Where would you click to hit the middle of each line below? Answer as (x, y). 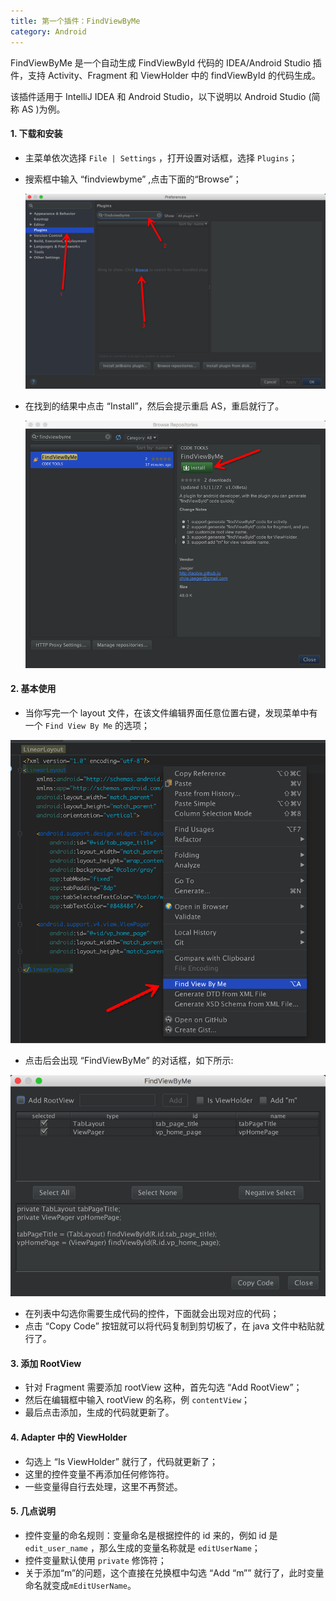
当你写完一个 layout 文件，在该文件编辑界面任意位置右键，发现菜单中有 (171, 712)
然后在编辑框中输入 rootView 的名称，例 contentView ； (137, 1400)
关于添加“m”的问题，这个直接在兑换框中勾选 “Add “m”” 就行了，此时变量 (174, 1572)
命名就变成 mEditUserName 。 (80, 1585)
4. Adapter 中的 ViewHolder (69, 1437)
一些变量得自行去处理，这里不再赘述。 (103, 1486)
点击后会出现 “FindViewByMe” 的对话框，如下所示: (129, 1060)
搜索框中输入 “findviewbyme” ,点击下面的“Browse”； (133, 179)
